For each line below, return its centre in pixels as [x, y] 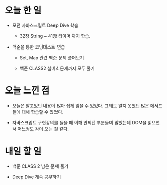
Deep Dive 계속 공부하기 [36, 177]
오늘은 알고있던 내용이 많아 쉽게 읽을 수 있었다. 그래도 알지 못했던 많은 [80, 105]
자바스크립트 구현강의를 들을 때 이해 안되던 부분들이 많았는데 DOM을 [79, 122]
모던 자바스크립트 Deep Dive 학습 [45, 25]
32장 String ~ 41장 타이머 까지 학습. [55, 36]
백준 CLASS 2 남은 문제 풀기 [40, 166]
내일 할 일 [23, 151]
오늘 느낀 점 [27, 91]
